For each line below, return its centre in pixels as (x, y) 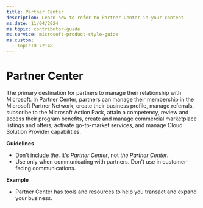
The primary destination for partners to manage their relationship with (94, 92)
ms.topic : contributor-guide (43, 29)
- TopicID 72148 (32, 46)
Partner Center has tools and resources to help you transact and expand (106, 192)
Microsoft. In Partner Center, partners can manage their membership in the (100, 99)
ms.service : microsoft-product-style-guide (62, 35)
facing (23, 168)
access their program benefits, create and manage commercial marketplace (101, 119)
